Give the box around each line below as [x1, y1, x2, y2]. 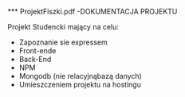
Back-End [18, 55, 52, 64]
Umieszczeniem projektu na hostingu [18, 80, 141, 89]
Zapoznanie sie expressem [18, 37, 108, 47]
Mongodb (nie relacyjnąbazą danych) [18, 72, 143, 80]
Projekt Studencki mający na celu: [7, 22, 119, 31]
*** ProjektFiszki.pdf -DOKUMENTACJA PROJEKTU [7, 7, 178, 16]
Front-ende [18, 46, 57, 55]
